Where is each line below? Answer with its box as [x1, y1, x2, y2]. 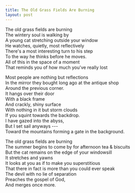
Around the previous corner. [5, 85, 65, 91]
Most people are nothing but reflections [5, 74, 89, 80]
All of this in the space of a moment [5, 59, 80, 65]
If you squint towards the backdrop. [5, 112, 80, 118]
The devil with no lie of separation [5, 171, 76, 177]
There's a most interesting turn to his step [5, 48, 93, 54]
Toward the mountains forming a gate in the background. [5, 128, 125, 134]
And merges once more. [5, 182, 56, 188]
